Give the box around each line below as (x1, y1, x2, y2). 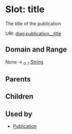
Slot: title (5, 4, 45, 15)
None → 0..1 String (5, 59, 44, 66)
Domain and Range (5, 45, 67, 54)
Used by (5, 109, 32, 118)
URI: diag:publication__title (5, 30, 62, 36)
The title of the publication (5, 20, 61, 27)
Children (5, 92, 33, 101)
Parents (5, 75, 31, 83)
